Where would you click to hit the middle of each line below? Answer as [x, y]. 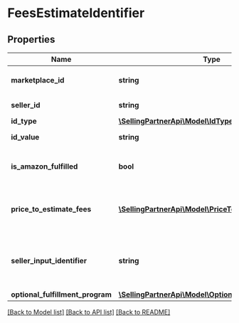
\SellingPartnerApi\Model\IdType [176, 121]
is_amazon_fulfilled [44, 166]
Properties [31, 39]
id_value [25, 137]
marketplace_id [38, 80]
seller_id [26, 105]
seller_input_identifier [49, 261]
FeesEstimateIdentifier [76, 13]
